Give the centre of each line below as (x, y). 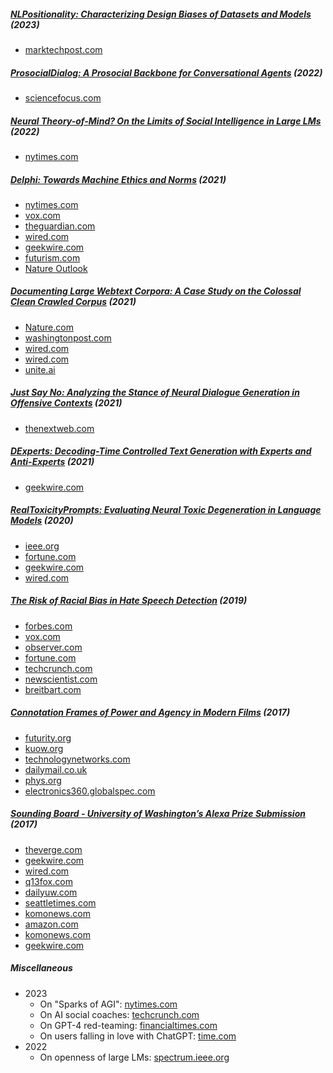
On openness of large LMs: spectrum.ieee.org (134, 1057)
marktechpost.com (63, 49)
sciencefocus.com (63, 97)
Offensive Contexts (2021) (66, 403)
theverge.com (53, 849)
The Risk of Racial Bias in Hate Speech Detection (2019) (129, 601)
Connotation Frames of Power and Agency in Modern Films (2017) (150, 712)
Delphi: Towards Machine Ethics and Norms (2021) (118, 179)
